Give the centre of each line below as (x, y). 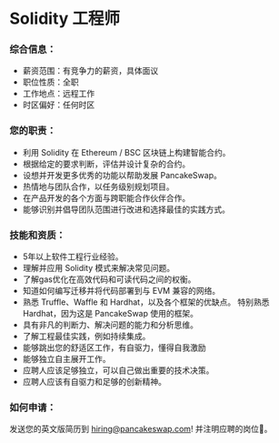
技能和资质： (38, 235)
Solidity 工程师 (65, 19)
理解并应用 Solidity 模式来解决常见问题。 (99, 268)
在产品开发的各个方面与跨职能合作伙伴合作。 (106, 197)
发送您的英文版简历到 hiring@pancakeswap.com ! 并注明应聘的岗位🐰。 (141, 429)
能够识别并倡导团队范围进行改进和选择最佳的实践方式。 (126, 209)
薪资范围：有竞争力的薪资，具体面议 (90, 71)
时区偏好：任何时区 (59, 105)
